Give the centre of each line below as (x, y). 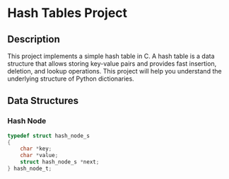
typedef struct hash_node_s (49, 136)
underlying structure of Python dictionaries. (71, 79)
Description (34, 39)
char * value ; (39, 156)
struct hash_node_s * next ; (60, 162)
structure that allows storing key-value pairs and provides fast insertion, (112, 64)
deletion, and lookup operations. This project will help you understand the (114, 71)
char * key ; (36, 149)
